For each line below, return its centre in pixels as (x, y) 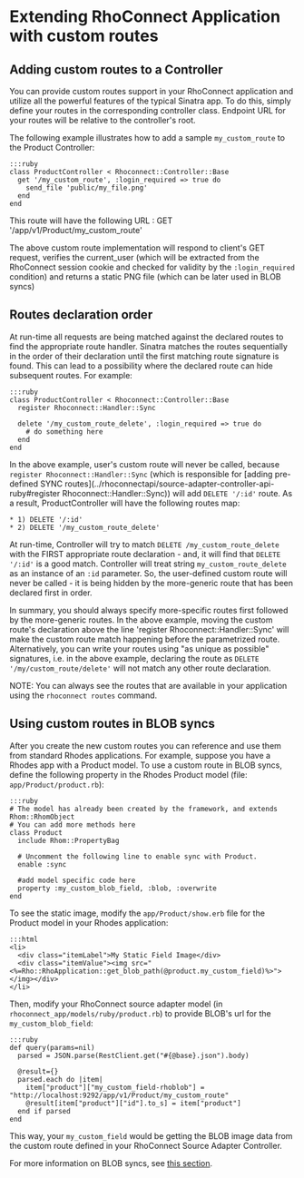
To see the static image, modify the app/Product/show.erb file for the (137, 913)
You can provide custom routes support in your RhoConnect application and (152, 91)
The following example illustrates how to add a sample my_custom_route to (147, 137)
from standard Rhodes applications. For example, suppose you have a (140, 755)
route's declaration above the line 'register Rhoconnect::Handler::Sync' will (149, 629)
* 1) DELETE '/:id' (46, 519)
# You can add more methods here (73, 825)
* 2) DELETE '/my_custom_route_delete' (85, 527)
